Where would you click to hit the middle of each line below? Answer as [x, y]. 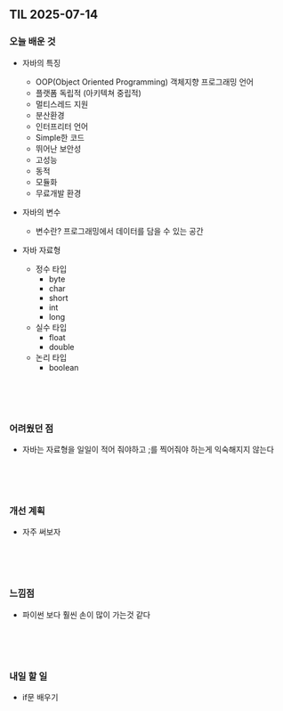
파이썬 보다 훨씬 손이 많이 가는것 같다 [86, 615]
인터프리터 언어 [62, 126]
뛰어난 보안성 [58, 148]
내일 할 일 [28, 676]
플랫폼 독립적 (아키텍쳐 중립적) [89, 93]
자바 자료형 [41, 249]
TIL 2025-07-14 [54, 15]
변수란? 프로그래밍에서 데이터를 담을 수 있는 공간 [119, 231]
